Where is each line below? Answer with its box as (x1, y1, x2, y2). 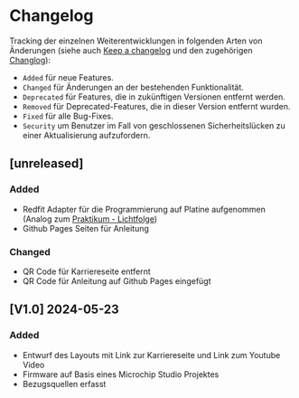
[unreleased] (9, 156, 84, 172)
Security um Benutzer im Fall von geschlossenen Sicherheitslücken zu (22, 119, 286, 131)
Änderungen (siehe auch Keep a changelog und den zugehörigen (9, 44, 253, 55)
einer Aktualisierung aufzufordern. (22, 129, 151, 140)
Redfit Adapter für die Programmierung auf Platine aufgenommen (22, 204, 266, 214)
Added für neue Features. (22, 71, 115, 82)
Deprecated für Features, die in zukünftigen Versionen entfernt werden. (22, 91, 286, 102)
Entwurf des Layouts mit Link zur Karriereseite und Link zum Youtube (22, 349, 281, 360)
